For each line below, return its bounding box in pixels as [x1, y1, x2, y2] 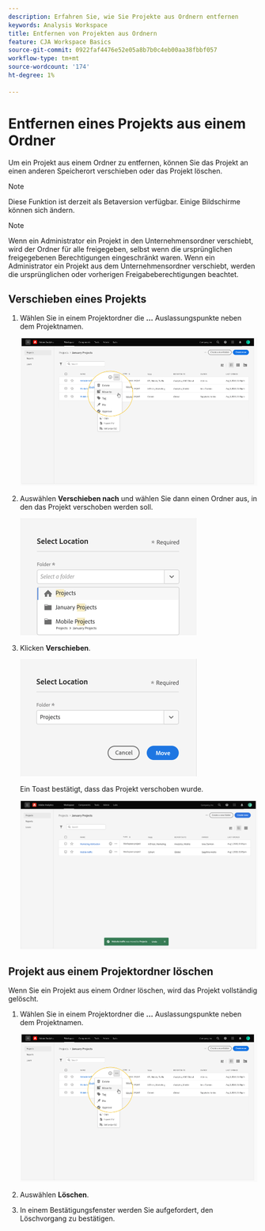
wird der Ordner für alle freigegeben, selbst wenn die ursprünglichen [8, 244, 233, 253]
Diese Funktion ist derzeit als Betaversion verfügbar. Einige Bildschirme [8, 196, 241, 206]
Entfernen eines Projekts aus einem [8, 115, 247, 132]
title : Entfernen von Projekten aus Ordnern [8, 29, 157, 37]
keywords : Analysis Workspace [8, 21, 108, 29]
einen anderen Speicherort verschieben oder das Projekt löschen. [8, 166, 223, 176]
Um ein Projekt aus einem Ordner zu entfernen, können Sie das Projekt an [8, 158, 249, 167]
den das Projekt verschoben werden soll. [19, 502, 153, 511]
